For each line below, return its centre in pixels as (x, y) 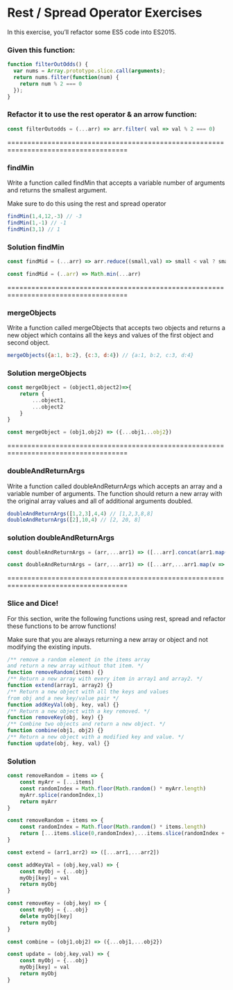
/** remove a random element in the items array (79, 659)
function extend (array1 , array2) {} (60, 686)
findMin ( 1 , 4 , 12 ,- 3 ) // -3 (44, 216)
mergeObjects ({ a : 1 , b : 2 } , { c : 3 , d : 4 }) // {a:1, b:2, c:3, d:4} (101, 355)
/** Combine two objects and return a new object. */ (87, 724)
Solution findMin (36, 247)
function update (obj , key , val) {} (59, 743)
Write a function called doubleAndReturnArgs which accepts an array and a (115, 486)
